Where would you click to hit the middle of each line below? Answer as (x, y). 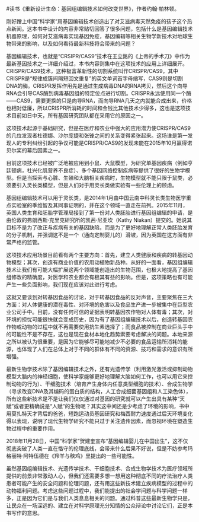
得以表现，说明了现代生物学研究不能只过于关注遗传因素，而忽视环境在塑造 (97, 421)
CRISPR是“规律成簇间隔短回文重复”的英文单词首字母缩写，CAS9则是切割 (95, 78)
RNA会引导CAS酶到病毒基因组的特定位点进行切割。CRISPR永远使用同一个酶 (99, 93)
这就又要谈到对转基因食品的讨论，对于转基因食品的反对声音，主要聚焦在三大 (99, 297)
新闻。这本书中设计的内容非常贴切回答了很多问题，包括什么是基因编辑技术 (102, 29)
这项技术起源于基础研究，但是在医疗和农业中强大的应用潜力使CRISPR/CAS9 (99, 128)
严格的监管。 (27, 242)
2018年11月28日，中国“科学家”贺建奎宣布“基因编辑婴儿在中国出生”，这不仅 (97, 441)
